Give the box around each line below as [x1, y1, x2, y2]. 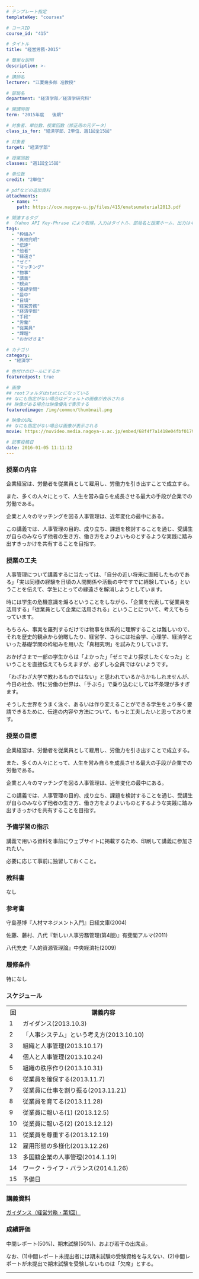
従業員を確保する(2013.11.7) [23, 1075, 105, 1083]
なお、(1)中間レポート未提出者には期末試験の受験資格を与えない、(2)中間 [6, 1252, 185, 1259]
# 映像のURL [6, 418, 33, 424]
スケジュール [6, 991, 43, 1000]
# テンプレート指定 [6, 8, 47, 15]
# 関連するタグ [6, 215, 38, 221]
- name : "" [11, 198, 38, 205]
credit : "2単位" [6, 177, 44, 183]
